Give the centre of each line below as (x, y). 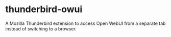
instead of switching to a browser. (41, 28)
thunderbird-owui (44, 9)
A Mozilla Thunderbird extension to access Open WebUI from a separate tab (86, 23)
